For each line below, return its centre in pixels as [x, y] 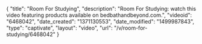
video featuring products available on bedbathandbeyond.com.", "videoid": [99, 15]
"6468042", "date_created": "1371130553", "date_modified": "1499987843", [100, 21]
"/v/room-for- [131, 28]
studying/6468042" [31, 34]
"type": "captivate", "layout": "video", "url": [59, 28]
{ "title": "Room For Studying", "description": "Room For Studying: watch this [101, 9]
